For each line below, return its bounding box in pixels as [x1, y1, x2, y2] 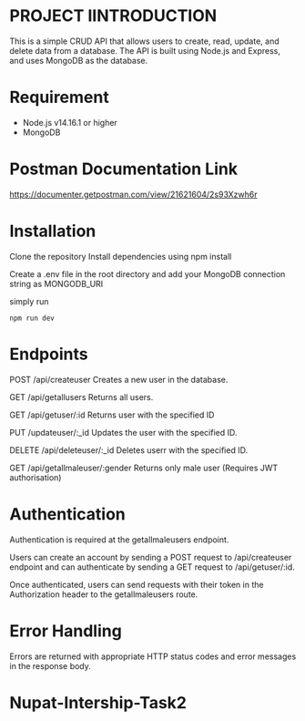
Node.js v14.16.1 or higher [22, 117, 118, 128]
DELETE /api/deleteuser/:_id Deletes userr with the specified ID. [9, 444, 249, 456]
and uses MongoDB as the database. [9, 55, 148, 66]
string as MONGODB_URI [9, 278, 104, 289]
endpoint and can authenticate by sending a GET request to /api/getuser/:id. [9, 561, 296, 572]
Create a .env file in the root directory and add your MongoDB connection [9, 268, 286, 279]
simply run [9, 295, 49, 306]
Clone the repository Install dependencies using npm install [9, 251, 232, 262]
